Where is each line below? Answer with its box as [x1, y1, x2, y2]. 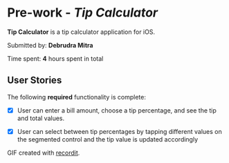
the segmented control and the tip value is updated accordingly [17, 135, 199, 143]
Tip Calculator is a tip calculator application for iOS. [7, 28, 156, 36]
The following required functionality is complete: [7, 93, 147, 101]
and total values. [17, 114, 65, 122]
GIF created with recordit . [7, 148, 80, 157]
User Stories [7, 75, 62, 86]
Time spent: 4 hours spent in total [7, 54, 104, 63]
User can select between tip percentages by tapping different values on [17, 127, 223, 135]
